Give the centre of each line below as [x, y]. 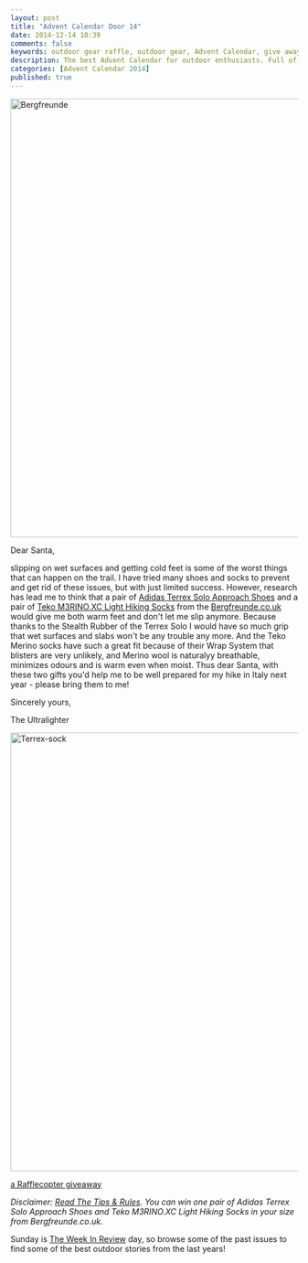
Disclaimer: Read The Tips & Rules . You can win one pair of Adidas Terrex [150, 1202]
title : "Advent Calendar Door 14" [76, 27]
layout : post [35, 18]
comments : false [41, 43]
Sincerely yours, [41, 702]
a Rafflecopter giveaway [56, 1183]
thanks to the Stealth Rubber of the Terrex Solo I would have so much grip [149, 626]
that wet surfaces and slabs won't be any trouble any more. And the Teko [148, 635]
